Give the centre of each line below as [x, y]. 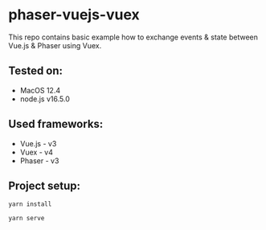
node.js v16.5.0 [45, 99]
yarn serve [27, 219]
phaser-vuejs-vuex [74, 15]
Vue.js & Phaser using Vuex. [55, 45]
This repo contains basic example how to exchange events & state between [133, 37]
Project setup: [45, 185]
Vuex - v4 [37, 152]
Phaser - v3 [39, 160]
